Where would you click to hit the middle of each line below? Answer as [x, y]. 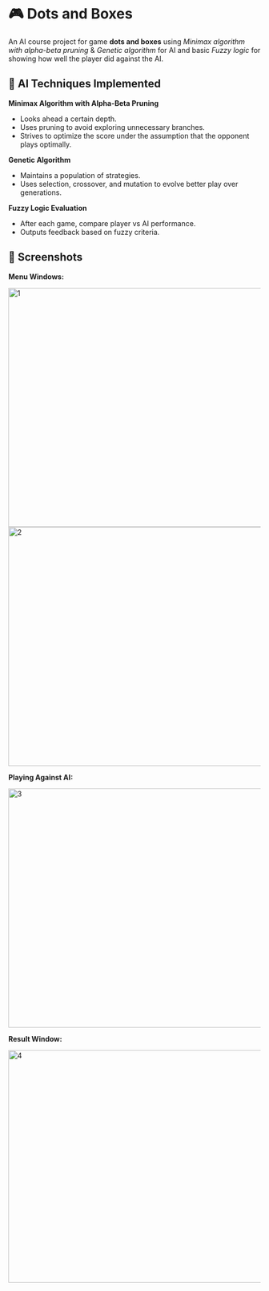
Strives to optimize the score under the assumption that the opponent [134, 136]
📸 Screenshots [46, 257]
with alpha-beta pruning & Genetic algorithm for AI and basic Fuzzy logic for [134, 50]
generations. [41, 192]
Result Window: [35, 1038]
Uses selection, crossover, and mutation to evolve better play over [129, 184]
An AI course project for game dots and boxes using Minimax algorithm [127, 41]
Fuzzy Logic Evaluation [48, 208]
